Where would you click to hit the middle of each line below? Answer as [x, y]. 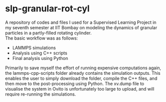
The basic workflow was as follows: [42, 38]
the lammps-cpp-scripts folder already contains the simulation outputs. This [83, 73]
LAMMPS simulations [34, 48]
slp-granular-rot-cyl [48, 9]
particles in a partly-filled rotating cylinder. [48, 33]
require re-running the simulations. [41, 94]
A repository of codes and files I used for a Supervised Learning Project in [81, 22]
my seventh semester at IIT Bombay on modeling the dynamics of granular [81, 27]
